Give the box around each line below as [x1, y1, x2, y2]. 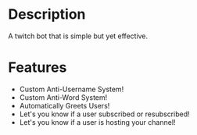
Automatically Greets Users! [19, 101, 110, 110]
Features [8, 59, 67, 76]
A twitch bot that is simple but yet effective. [8, 31, 149, 41]
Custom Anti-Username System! [19, 84, 124, 94]
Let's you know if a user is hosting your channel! [19, 117, 176, 126]
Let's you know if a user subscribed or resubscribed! [19, 109, 190, 119]
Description [8, 5, 86, 23]
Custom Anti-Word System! [19, 92, 108, 102]
